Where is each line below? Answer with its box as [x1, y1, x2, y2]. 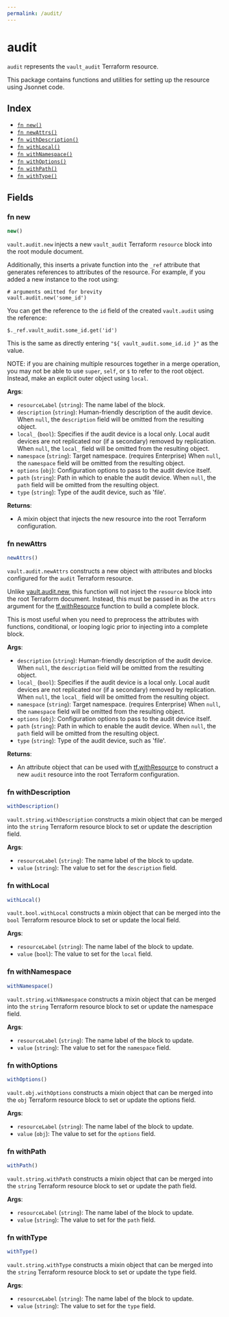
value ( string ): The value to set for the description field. [16, 864, 178, 872]
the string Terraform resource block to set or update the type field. [7, 1268, 197, 1277]
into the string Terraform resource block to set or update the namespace [7, 1002, 214, 1011]
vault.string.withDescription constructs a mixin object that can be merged [7, 815, 222, 824]
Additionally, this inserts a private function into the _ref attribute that [7, 260, 200, 269]
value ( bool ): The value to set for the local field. [16, 950, 152, 958]
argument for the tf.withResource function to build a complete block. [7, 602, 200, 611]
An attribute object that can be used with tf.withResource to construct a [16, 763, 219, 772]
